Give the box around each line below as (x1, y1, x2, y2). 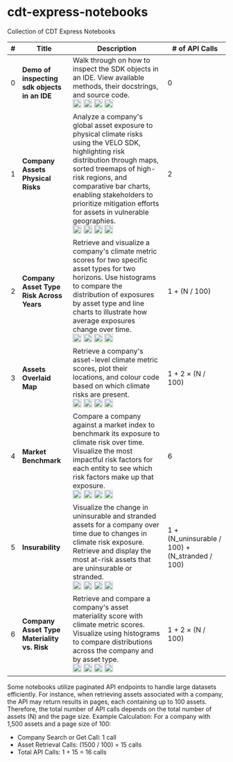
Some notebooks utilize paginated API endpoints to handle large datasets (7, 682, 217, 691)
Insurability (21, 542, 61, 552)
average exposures (72, 315, 136, 325)
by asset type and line (72, 298, 144, 308)
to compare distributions (72, 637, 153, 647)
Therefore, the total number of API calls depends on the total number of (7, 704, 212, 713)
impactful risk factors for (72, 454, 153, 464)
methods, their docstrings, (72, 81, 159, 91)
